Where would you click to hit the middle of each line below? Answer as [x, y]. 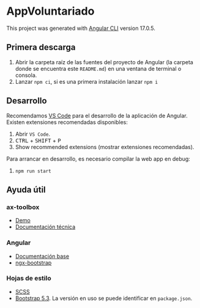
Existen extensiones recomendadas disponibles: [67, 122]
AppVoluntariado [50, 11]
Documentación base [42, 256]
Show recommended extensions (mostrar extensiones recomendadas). [105, 147]
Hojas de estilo [29, 278]
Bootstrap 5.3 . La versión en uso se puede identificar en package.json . [104, 298]
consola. [26, 75]
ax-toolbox [23, 207]
